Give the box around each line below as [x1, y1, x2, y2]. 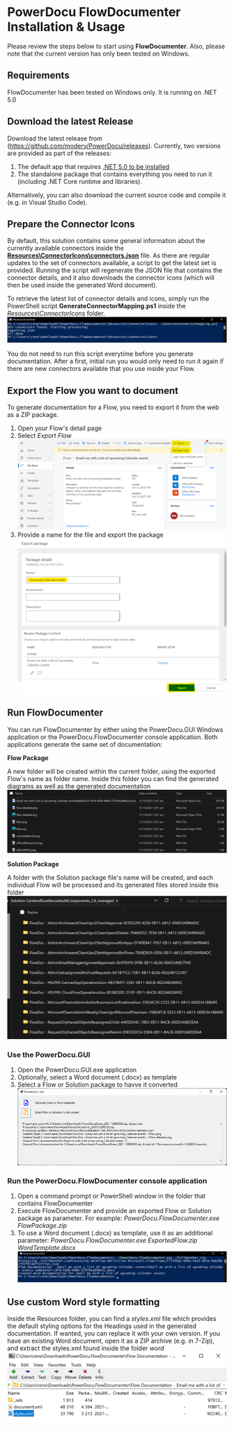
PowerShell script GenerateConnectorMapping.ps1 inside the [7, 302, 187, 310]
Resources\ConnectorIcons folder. [7, 309, 106, 317]
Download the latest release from [7, 134, 103, 143]
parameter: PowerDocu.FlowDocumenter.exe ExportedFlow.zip [17, 1236, 198, 1244]
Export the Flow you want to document [7, 384, 179, 397]
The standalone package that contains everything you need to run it [17, 170, 212, 178]
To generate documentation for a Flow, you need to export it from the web [7, 403, 219, 411]
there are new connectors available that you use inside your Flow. [7, 365, 196, 373]
